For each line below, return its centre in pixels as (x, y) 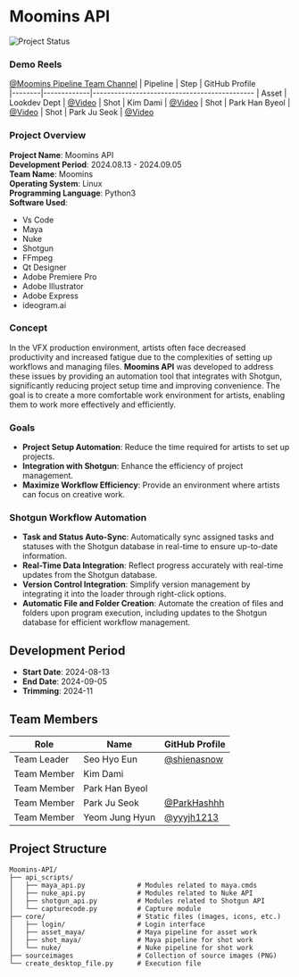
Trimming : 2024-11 (58, 691)
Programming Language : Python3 (73, 193)
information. (44, 556)
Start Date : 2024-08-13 (66, 672)
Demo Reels (36, 64)
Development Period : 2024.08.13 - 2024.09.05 (96, 164)
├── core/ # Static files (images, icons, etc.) (145, 916)
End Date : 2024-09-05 (64, 681)
